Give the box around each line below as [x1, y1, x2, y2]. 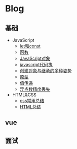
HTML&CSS [12, 92, 37, 98]
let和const [19, 43, 41, 49]
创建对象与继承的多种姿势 [19, 68, 72, 74]
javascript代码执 [19, 62, 53, 67]
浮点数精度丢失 [19, 86, 50, 92]
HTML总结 [19, 104, 41, 110]
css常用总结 [19, 98, 44, 104]
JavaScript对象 [19, 55, 50, 61]
